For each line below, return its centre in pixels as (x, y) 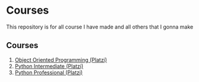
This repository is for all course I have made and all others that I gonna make (100, 27)
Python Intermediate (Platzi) (49, 66)
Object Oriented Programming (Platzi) (61, 59)
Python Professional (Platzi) (49, 72)
